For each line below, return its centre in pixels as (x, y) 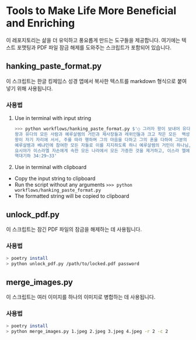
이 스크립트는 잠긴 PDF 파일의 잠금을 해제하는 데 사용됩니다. (74, 229)
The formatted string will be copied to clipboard (72, 196)
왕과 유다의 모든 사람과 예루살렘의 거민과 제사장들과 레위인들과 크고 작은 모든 (95, 134)
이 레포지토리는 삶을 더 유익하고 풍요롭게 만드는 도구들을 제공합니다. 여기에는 (93, 40)
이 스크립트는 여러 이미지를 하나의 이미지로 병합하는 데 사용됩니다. (81, 297)
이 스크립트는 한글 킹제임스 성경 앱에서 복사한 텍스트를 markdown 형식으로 (91, 81)
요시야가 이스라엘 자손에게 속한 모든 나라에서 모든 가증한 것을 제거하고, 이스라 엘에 (102, 150)
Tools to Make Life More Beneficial (91, 11)
